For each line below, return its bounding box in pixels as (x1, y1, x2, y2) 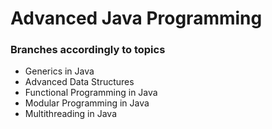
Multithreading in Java (24, 108, 118, 120)
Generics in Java (24, 65, 95, 77)
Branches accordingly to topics (10, 43, 166, 57)
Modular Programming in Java (24, 97, 150, 109)
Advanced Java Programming (10, 7, 263, 30)
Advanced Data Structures (24, 76, 135, 88)
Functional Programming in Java (24, 87, 158, 99)
